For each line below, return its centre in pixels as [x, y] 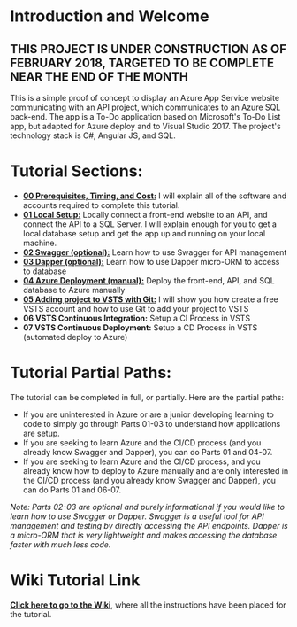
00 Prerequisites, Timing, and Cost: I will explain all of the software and [155, 196]
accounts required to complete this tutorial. [101, 205]
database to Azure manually [74, 290]
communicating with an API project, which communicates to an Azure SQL [145, 107]
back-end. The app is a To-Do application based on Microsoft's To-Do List [145, 116]
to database [45, 271]
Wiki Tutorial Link [75, 581]
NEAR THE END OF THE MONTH [99, 77]
